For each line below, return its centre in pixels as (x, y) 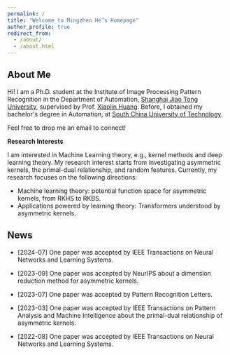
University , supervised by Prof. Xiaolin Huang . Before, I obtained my (105, 107)
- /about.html (34, 46)
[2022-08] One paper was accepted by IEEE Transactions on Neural (116, 336)
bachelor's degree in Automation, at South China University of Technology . (115, 114)
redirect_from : (29, 33)
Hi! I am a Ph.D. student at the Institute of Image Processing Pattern (104, 91)
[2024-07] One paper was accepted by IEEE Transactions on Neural (115, 252)
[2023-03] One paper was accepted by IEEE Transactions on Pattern (116, 308)
